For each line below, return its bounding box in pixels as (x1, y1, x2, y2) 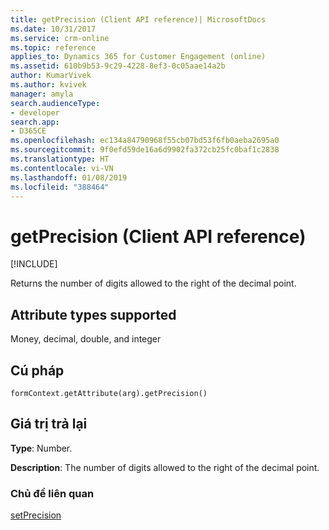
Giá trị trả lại (10, 416, 88, 433)
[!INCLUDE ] (10, 258, 58, 270)
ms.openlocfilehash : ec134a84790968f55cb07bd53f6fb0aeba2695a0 (10, 136, 280, 146)
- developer (10, 107, 60, 118)
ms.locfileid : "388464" (10, 182, 110, 192)
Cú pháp (10, 362, 65, 379)
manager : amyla (10, 89, 74, 99)
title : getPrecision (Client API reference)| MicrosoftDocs (10, 14, 267, 25)
